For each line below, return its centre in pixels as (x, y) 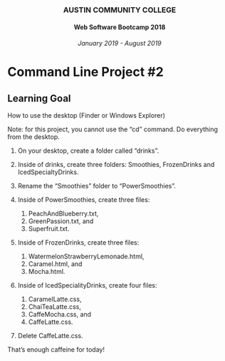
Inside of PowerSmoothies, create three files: (84, 200)
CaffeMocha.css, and (59, 315)
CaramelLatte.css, (55, 299)
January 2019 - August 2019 (120, 44)
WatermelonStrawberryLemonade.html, (86, 256)
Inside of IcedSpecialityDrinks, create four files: (87, 285)
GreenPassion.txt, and (61, 221)
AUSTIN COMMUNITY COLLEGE (120, 10)
